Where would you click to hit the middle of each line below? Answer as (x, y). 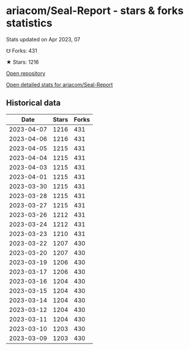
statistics (29, 23)
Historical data (33, 103)
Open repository (26, 73)
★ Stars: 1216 (23, 62)
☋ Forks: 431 (22, 50)
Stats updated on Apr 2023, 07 (43, 39)
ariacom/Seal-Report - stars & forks (95, 11)
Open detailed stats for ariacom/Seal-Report (59, 84)
